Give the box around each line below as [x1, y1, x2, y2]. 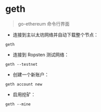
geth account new [5, 82, 43, 87]
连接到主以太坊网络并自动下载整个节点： [12, 31, 98, 38]
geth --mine [5, 101, 31, 107]
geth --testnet [5, 62, 38, 67]
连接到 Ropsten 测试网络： [12, 51, 69, 58]
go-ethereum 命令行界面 [17, 21, 70, 27]
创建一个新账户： [12, 71, 49, 78]
